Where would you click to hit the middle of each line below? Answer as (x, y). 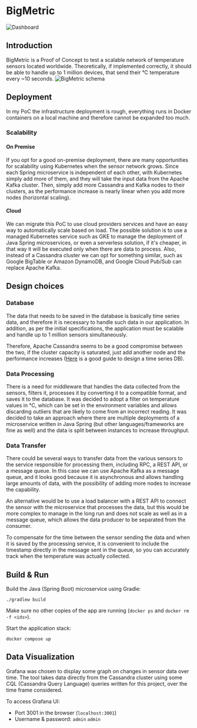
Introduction (29, 46)
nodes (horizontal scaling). (39, 197)
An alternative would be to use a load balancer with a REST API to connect (96, 501)
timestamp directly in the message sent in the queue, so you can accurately (98, 550)
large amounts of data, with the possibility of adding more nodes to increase (98, 483)
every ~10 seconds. (30, 78)
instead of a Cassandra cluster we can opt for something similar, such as (94, 255)
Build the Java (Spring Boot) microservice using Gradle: (74, 589)
